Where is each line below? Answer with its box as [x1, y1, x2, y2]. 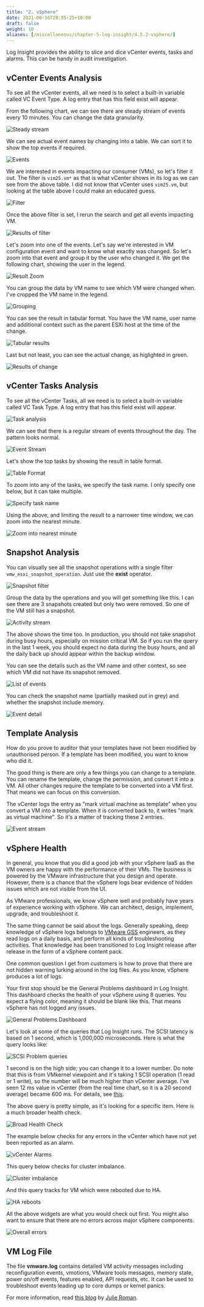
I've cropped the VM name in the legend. [6, 291, 109, 298]
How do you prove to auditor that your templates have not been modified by [6, 744, 197, 752]
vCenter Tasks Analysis [6, 380, 99, 391]
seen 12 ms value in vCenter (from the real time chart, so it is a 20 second [6, 1084, 192, 1092]
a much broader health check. [6, 1109, 82, 1116]
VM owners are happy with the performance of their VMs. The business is [6, 866, 192, 873]
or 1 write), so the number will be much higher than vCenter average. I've [6, 1078, 189, 1085]
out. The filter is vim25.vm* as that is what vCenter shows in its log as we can [6, 174, 199, 181]
